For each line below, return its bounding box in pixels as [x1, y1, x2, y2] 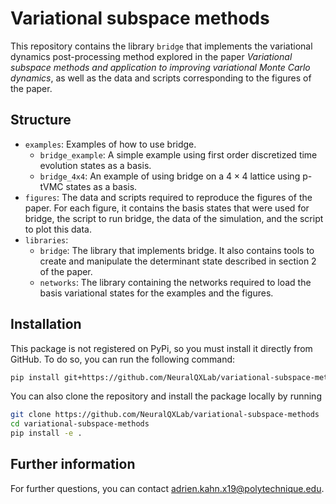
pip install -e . [10, 428, 83, 439]
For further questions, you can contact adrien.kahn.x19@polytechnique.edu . [10, 482, 325, 494]
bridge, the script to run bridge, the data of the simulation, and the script [24, 212, 324, 224]
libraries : [24, 233, 69, 246]
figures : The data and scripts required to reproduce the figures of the [24, 191, 313, 203]
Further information [10, 456, 136, 473]
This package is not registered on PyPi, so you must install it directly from [10, 342, 313, 354]
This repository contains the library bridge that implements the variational [10, 40, 313, 52]
